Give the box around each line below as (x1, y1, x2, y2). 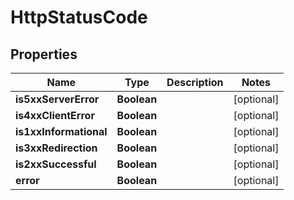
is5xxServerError (15, 92, 100, 106)
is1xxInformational (15, 125, 108, 138)
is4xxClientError (15, 109, 95, 122)
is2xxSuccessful (15, 157, 97, 171)
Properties (10, 46, 78, 63)
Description (166, 76, 224, 89)
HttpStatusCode (10, 6, 148, 29)
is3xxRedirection (15, 141, 98, 155)
